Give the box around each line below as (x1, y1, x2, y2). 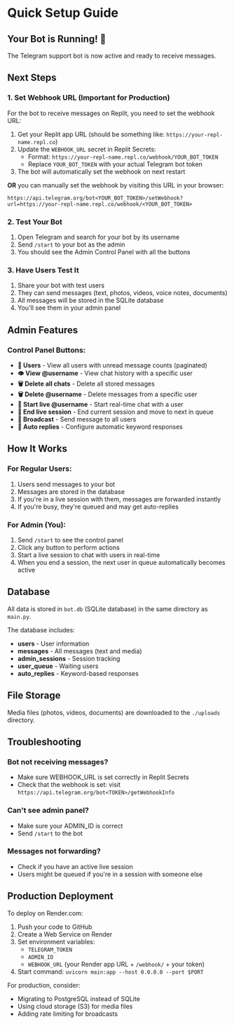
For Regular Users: (7, 464, 72, 474)
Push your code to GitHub (17, 922, 92, 931)
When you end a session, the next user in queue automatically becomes (17, 558, 226, 566)
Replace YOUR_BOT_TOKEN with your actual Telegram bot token (27, 159, 203, 168)
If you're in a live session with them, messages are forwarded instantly (17, 495, 221, 503)
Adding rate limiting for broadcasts (17, 1010, 118, 1018)
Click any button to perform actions (17, 543, 121, 551)
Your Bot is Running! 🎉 (7, 33, 106, 45)
